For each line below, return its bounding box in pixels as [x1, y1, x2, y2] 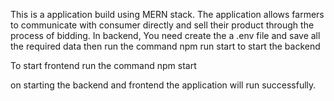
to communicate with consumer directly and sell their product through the [10, 19, 315, 31]
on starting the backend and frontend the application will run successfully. [10, 79, 317, 91]
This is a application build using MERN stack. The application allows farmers [10, 9, 325, 20]
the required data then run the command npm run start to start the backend [10, 40, 321, 52]
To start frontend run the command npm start [10, 60, 197, 71]
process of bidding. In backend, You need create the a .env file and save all [10, 30, 321, 41]
